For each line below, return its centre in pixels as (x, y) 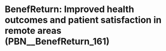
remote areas (33, 31)
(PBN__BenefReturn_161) (57, 42)
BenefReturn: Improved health (69, 9)
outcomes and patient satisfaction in (83, 20)
